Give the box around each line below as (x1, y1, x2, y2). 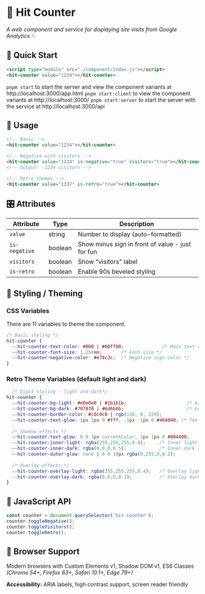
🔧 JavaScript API (6, 496, 71, 507)
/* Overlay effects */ (12, 462, 70, 468)
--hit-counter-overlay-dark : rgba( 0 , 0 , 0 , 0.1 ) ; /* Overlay (12, 474, 187, 480)
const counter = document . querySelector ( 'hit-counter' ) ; (6, 512, 154, 519)
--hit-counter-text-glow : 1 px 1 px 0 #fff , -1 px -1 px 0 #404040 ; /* (12, 417, 187, 423)
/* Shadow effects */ (12, 428, 67, 435)
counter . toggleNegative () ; (6, 518, 75, 524)
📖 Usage (6, 120, 38, 131)
